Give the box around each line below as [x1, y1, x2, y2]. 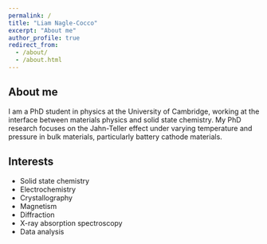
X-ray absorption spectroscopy [19, 218, 123, 227]
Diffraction [19, 210, 55, 219]
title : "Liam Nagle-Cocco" [8, 19, 98, 27]
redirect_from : [8, 41, 59, 49]
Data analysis [19, 227, 65, 236]
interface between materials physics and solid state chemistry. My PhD [8, 114, 241, 124]
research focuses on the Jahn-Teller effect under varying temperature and [8, 123, 253, 133]
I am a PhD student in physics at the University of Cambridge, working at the [8, 107, 260, 116]
